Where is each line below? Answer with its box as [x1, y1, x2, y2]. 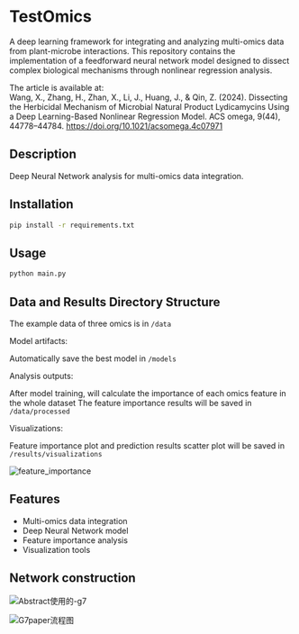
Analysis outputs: [9, 370, 74, 381]
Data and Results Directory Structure [9, 294, 221, 310]
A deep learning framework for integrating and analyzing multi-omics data [9, 36, 285, 47]
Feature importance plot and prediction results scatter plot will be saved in [9, 439, 285, 451]
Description [9, 147, 77, 162]
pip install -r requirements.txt [9, 221, 135, 230]
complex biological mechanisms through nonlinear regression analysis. [9, 65, 273, 76]
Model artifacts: [9, 335, 68, 346]
